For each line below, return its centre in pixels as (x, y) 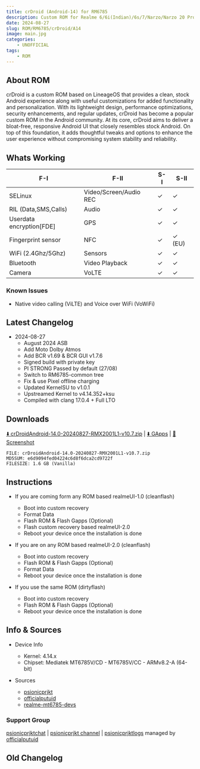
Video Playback (106, 263)
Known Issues (27, 291)
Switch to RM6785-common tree (64, 375)
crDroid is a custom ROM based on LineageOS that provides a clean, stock (98, 95)
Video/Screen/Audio (112, 192)
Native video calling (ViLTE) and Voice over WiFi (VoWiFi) (85, 304)
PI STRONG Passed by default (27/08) (71, 368)
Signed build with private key (59, 362)
